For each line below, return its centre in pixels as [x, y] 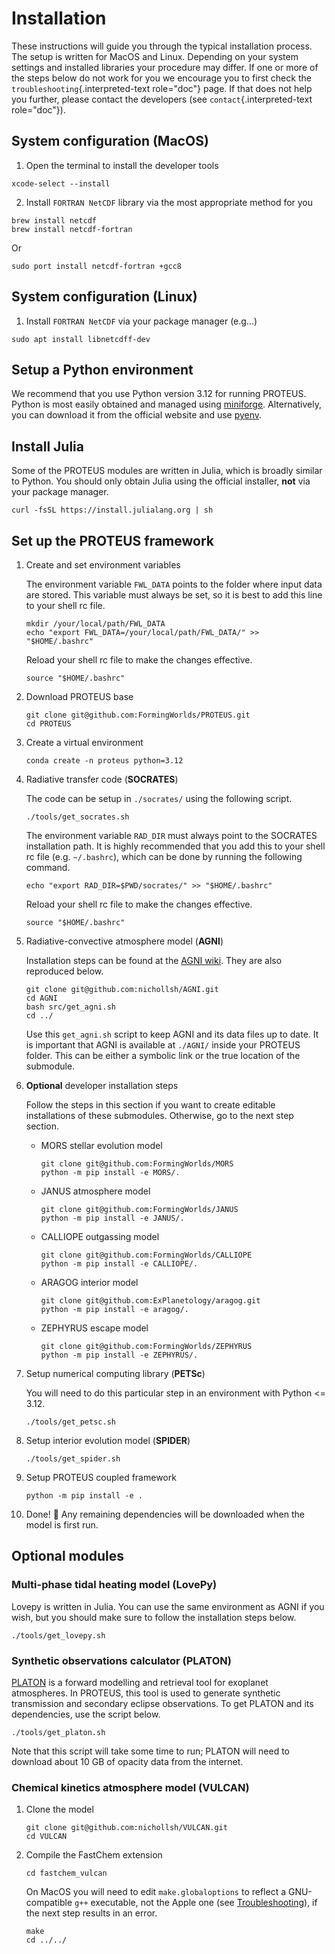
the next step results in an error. [91, 1913]
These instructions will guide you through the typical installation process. [162, 46]
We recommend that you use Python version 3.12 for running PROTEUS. [159, 394]
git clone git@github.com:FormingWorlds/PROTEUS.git [138, 715]
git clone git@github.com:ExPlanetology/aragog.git [150, 1301]
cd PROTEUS [48, 724]
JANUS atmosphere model [95, 1191]
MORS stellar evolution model [101, 1145]
